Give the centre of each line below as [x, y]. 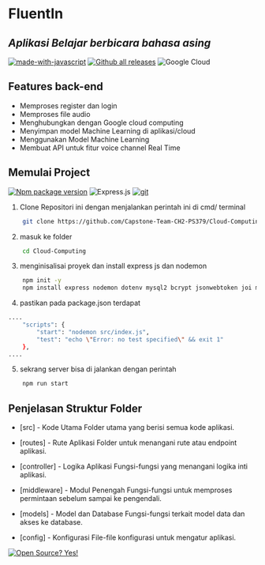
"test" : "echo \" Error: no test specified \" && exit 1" [130, 339]
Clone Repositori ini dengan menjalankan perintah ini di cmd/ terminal [132, 207]
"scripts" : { [44, 325]
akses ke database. [51, 522]
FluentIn [36, 14]
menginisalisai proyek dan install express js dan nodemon [113, 266]
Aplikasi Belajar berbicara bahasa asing [110, 43]
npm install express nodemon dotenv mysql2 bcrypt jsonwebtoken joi [137, 288]
